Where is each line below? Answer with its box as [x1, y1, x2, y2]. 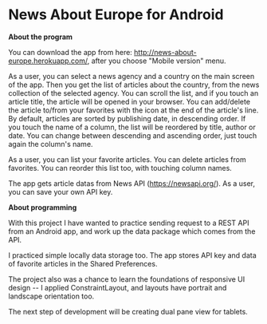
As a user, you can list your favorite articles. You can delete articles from [8, 154, 246, 164]
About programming [8, 202, 77, 212]
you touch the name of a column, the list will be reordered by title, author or [8, 122, 257, 132]
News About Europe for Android [8, 6, 224, 24]
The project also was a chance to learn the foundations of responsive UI [8, 274, 245, 284]
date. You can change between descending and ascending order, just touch [8, 130, 257, 140]
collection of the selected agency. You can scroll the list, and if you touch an [8, 88, 259, 97]
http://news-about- [134, 47, 197, 57]
